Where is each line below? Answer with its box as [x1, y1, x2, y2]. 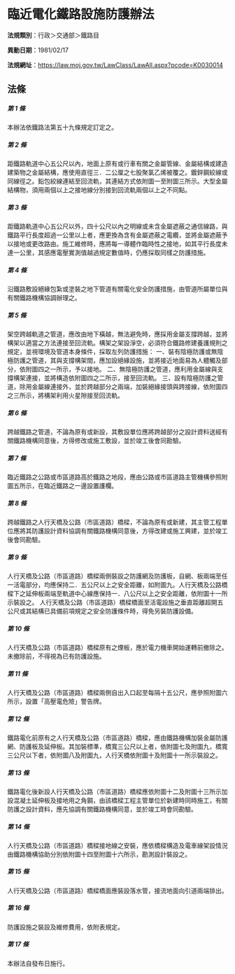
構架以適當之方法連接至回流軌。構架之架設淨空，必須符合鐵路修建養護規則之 [7, 339, 228, 347]
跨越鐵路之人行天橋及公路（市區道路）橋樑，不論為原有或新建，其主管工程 [7, 518, 222, 527]
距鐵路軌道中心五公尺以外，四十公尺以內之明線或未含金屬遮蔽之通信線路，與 [7, 222, 228, 231]
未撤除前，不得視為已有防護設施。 [7, 652, 106, 661]
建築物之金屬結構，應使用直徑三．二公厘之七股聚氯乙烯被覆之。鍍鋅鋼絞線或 [7, 168, 228, 177]
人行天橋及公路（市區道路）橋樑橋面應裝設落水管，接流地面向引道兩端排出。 [7, 886, 228, 895]
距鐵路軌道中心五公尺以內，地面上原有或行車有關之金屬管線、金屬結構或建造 [7, 159, 228, 168]
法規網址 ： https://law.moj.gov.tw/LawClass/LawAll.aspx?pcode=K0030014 [7, 60, 224, 69]
